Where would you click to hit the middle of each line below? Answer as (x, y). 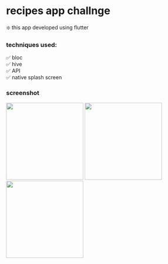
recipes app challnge (58, 11)
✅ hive (14, 64)
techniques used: (32, 45)
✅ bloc (14, 57)
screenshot (23, 93)
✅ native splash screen (34, 77)
